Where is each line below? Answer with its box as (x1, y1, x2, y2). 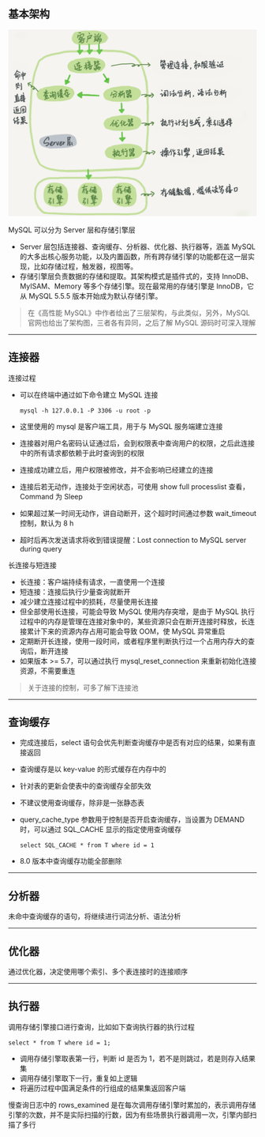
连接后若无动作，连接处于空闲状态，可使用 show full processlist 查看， (19, 481, 250, 491)
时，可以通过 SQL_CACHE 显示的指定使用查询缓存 (19, 825, 182, 834)
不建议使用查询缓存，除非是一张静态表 (19, 798, 144, 808)
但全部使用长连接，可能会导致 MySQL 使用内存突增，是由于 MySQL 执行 (19, 607, 255, 616)
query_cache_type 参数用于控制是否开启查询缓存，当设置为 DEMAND (19, 815, 245, 824)
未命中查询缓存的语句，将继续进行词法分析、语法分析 (8, 912, 181, 921)
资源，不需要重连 (19, 666, 76, 676)
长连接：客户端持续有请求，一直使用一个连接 (19, 577, 166, 586)
